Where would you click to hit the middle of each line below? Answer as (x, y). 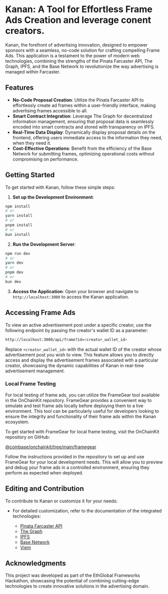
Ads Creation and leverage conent (78, 20)
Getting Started (30, 175)
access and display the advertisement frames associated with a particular (82, 360)
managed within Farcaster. (33, 71)
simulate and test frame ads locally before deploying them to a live (74, 406)
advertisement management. (35, 371)
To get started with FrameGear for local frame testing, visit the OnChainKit (82, 431)
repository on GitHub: (28, 437)
